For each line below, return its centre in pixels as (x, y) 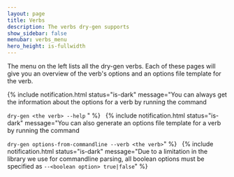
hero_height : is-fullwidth (46, 46)
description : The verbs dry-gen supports (68, 27)
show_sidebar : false (37, 33)
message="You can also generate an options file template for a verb (123, 123)
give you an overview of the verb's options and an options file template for (114, 73)
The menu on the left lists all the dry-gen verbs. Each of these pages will (111, 66)
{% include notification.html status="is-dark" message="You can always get (117, 94)
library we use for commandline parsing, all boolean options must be (106, 159)
